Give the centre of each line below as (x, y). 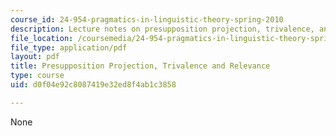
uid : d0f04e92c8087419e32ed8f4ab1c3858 (93, 85)
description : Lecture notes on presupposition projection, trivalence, (162, 29)
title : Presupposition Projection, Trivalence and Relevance (140, 66)
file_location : (42, 38)
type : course (37, 76)
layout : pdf (35, 57)
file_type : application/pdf (69, 47)
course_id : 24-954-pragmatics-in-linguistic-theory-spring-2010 (147, 19)
